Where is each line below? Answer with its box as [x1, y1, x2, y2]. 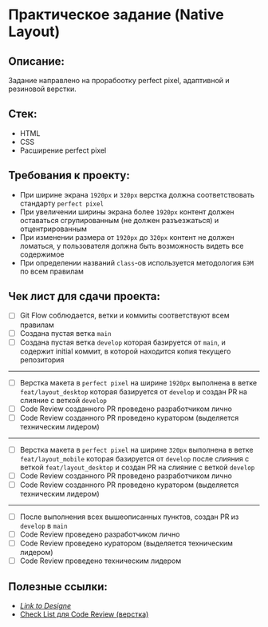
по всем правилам [19, 266, 84, 276]
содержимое [19, 250, 65, 259]
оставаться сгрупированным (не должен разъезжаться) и [19, 215, 219, 225]
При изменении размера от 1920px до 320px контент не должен [19, 232, 235, 242]
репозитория [19, 354, 65, 365]
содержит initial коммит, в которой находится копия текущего [19, 346, 231, 356]
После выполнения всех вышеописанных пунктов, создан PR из [19, 512, 239, 521]
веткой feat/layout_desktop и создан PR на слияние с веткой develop [19, 462, 255, 472]
